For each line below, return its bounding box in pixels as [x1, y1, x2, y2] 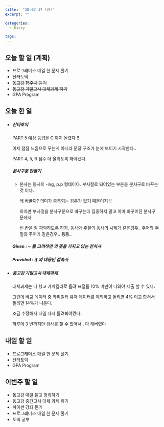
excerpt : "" [5, 12, 29, 17]
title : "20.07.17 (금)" [5, 7, 55, 12]
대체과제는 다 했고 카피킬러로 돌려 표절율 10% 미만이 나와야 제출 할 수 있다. [12, 283, 155, 289]
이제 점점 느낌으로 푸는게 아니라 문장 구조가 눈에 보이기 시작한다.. [12, 146, 136, 152]
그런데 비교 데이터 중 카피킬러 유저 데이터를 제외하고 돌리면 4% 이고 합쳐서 [12, 294, 155, 300]
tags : [5, 34, 16, 39]
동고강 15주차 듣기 [12, 80, 47, 86]
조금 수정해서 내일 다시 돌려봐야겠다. [12, 310, 82, 316]
